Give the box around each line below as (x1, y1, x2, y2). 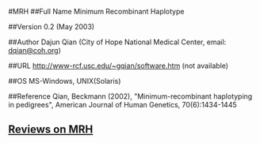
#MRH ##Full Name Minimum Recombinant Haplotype (8, 7, 185, 16)
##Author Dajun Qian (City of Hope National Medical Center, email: (8, 37, 227, 47)
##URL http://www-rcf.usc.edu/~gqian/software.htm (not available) (8, 61, 228, 70)
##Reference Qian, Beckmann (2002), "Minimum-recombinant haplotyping (8, 92, 253, 101)
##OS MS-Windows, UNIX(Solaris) (8, 77, 121, 85)
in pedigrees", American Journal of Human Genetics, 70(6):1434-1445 (8, 100, 238, 109)
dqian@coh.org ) (8, 46, 62, 55)
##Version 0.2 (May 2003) (8, 22, 95, 31)
